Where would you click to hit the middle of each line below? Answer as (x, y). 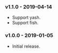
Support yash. (26, 18)
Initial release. (26, 46)
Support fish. (25, 23)
